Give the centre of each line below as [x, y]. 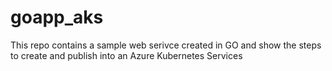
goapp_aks [57, 17]
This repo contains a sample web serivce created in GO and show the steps [166, 45]
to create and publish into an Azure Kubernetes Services [126, 55]
